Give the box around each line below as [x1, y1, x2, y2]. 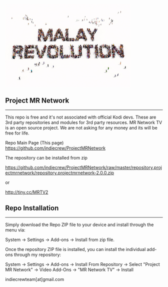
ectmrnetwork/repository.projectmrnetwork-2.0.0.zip [5, 170, 114, 176]
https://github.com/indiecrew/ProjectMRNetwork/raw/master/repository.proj [5, 164, 162, 170]
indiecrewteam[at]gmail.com [5, 276, 64, 282]
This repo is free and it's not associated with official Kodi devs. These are [5, 114, 156, 120]
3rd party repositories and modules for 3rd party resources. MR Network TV [5, 119, 162, 125]
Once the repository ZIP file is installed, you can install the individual [5, 246, 146, 252]
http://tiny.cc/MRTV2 [5, 189, 48, 195]
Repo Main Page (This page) [5, 140, 64, 146]
